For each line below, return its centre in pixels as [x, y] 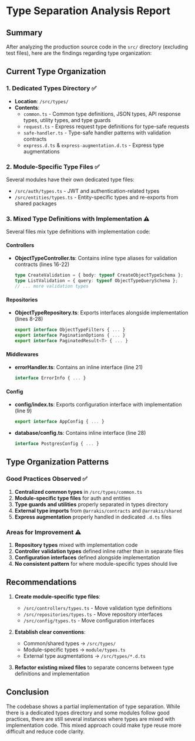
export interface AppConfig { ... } [59, 422]
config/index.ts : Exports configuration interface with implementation [98, 405]
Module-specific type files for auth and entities [73, 498]
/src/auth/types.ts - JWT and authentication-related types [87, 191]
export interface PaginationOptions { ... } [70, 335]
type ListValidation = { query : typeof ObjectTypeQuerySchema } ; [96, 281]
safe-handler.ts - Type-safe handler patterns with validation [97, 132]
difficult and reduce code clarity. [46, 731]
